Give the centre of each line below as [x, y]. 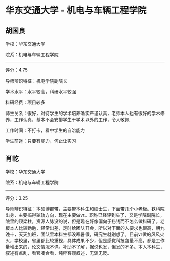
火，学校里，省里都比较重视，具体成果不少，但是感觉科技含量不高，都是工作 [85, 240]
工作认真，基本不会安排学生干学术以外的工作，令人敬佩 [72, 119]
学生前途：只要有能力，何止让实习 [41, 141]
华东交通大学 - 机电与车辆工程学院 [76, 10]
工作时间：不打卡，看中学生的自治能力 [45, 130]
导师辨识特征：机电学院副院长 [36, 81]
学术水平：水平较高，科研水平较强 [41, 91]
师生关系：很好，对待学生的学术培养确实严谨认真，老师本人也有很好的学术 [83, 113]
